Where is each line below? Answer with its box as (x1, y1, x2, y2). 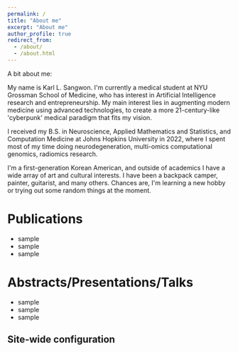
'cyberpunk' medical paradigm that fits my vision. (7, 113, 153, 121)
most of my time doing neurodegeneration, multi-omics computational (7, 142, 213, 150)
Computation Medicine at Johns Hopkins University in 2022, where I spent (7, 134, 226, 143)
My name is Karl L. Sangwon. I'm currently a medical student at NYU (7, 83, 208, 92)
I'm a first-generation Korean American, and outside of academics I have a (7, 163, 226, 172)
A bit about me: (7, 69, 53, 78)
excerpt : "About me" (7, 23, 69, 31)
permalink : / (7, 10, 46, 18)
